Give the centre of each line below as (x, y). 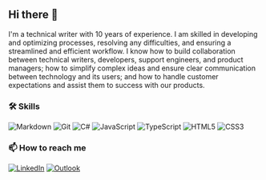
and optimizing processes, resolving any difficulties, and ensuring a (120, 42)
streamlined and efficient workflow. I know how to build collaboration (122, 51)
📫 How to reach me (47, 148)
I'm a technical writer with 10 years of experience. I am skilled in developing (133, 34)
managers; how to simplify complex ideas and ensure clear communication (132, 68)
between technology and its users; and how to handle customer (113, 76)
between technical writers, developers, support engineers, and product (126, 59)
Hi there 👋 (33, 15)
